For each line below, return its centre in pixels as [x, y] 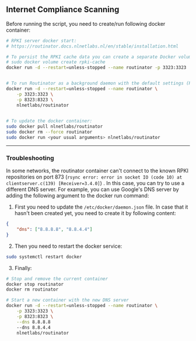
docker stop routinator [35, 284]
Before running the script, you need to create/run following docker [86, 23]
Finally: [23, 268]
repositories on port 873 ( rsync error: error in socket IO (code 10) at [94, 177]
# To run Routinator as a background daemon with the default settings [95, 83]
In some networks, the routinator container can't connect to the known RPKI [97, 171]
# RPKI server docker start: [41, 40]
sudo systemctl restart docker [44, 257]
